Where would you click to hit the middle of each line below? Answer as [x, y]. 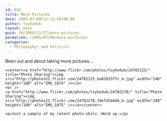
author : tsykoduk [23, 24]
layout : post [19, 28]
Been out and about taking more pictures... [49, 61]
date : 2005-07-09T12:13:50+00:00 [40, 19]
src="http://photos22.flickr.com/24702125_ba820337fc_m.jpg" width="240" [84, 79]
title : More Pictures [28, 14]
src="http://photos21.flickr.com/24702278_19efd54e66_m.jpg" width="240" [84, 101]
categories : [17, 42]
